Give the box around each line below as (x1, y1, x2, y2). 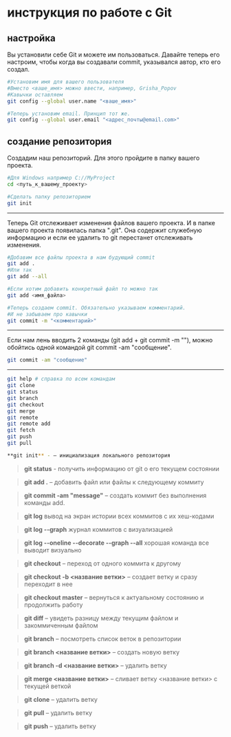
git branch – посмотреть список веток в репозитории (23, 634, 181, 643)
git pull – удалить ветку (23, 708, 93, 717)
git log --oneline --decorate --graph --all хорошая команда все (23, 539, 210, 547)
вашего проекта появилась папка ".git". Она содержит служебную (7, 226, 203, 234)
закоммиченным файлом (23, 621, 98, 630)
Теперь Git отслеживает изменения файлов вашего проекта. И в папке (7, 218, 215, 227)
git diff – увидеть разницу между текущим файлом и (23, 614, 179, 622)
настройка (7, 32, 56, 44)
